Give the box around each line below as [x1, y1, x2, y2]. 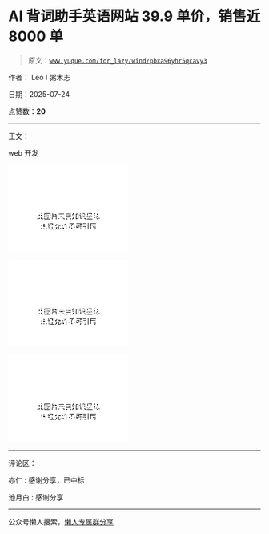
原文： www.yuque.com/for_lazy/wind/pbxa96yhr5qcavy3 [27, 55, 207, 65]
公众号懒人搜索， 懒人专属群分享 [8, 516, 114, 526]
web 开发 [8, 148, 38, 157]
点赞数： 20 [8, 106, 46, 116]
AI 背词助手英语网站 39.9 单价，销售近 [8, 7, 261, 26]
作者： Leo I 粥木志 [8, 72, 71, 82]
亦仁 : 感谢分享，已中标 [8, 475, 85, 485]
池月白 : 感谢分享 [8, 492, 64, 502]
